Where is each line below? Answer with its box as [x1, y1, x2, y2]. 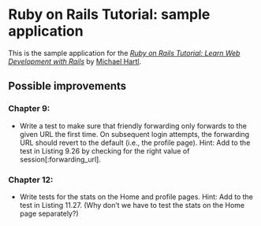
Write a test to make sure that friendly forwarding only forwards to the [19, 120, 247, 131]
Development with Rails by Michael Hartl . [8, 57, 142, 66]
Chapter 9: [8, 103, 50, 114]
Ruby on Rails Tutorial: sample [8, 6, 211, 24]
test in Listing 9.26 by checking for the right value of [19, 146, 190, 155]
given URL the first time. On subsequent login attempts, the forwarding [19, 129, 250, 139]
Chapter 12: [8, 174, 54, 185]
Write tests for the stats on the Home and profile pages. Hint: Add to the [19, 191, 254, 202]
